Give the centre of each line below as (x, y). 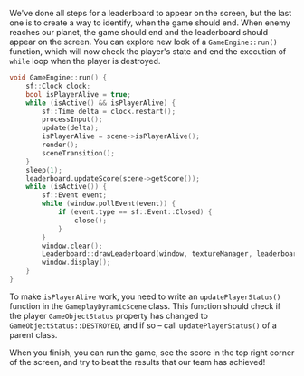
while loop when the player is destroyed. (85, 61)
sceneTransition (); (79, 153)
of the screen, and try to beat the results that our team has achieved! (138, 362)
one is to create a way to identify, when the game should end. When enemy (150, 23)
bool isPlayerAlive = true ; (78, 94)
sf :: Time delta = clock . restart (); (109, 111)
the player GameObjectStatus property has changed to (109, 315)
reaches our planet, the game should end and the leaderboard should (139, 32)
